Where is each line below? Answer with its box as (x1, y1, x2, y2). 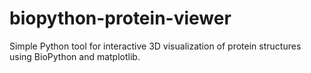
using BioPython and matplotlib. (9, 50, 141, 62)
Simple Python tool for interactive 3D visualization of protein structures (9, 40, 302, 52)
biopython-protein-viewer (9, 7, 232, 30)
